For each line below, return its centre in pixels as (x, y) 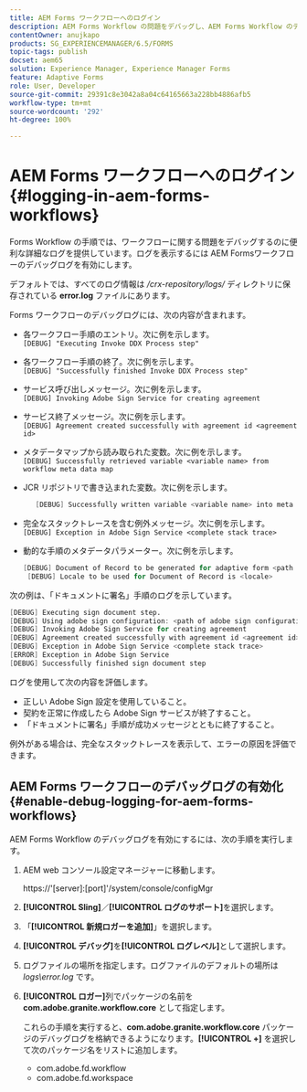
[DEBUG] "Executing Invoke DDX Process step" (111, 344)
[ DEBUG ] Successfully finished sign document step (108, 663)
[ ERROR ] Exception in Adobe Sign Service (90, 655)
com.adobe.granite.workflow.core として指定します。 (126, 1007)
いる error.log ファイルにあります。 (108, 296)
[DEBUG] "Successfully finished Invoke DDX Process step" (135, 371)
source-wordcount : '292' (57, 111)
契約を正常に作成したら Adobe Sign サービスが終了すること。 (139, 713)
